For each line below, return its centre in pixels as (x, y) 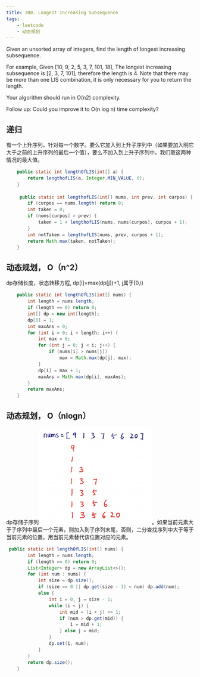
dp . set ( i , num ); (69, 644)
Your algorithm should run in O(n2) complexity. (63, 98)
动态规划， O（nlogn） (49, 415)
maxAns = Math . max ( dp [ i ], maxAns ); (82, 377)
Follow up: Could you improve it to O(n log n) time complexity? (82, 109)
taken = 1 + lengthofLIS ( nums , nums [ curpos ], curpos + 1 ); (112, 222)
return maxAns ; (46, 389)
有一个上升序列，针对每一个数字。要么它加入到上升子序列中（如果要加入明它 (100, 145)
